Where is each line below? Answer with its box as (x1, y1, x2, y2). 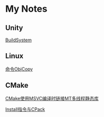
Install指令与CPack (5, 106, 45, 112)
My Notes (5, 3, 48, 15)
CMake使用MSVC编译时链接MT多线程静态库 (5, 95, 99, 101)
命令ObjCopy (5, 66, 33, 72)
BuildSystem (5, 37, 32, 43)
